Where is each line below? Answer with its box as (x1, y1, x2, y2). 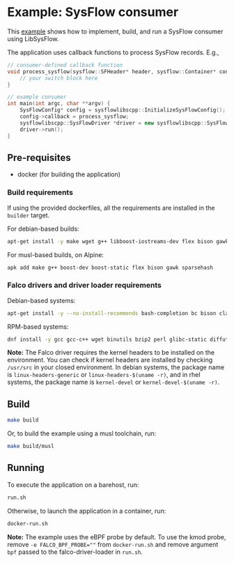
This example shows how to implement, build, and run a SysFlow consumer (7, 27, 224, 36)
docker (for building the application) (17, 170, 120, 178)
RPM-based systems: (7, 322, 69, 331)
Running (7, 462, 45, 474)
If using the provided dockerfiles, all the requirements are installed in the (7, 203, 215, 212)
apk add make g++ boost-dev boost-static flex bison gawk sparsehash (7, 264, 214, 271)
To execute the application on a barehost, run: (7, 480, 139, 488)
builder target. (7, 210, 50, 219)
